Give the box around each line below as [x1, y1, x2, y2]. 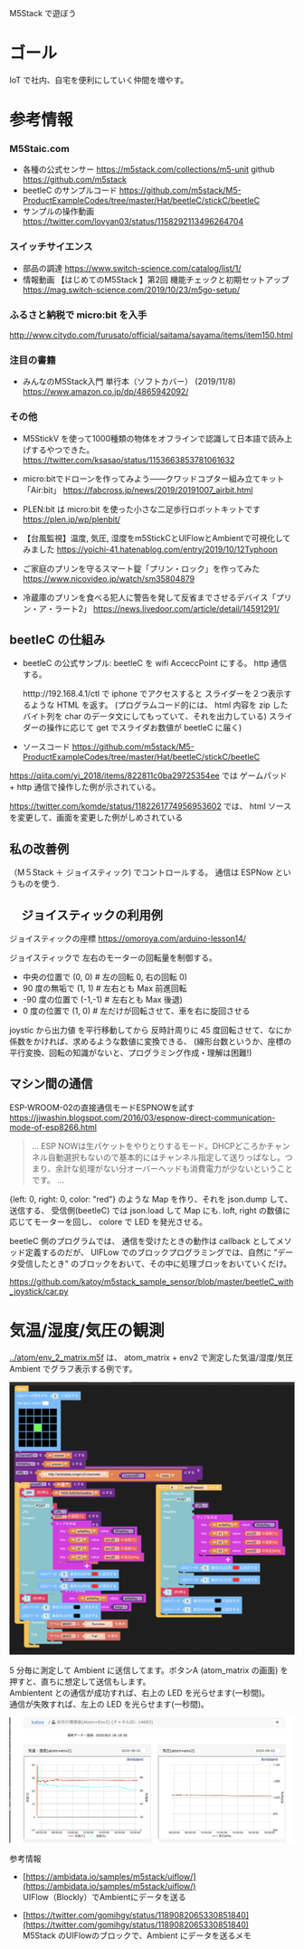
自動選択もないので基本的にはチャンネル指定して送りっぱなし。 [47, 1152, 285, 1163]
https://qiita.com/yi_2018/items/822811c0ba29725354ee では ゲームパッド [9, 770, 288, 781]
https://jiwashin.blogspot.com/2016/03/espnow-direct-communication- [9, 1112, 276, 1123]
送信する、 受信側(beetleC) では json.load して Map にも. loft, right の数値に [9, 1204, 291, 1215]
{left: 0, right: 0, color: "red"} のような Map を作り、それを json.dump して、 [9, 1193, 293, 1204]
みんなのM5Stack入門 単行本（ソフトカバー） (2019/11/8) [22, 376, 236, 387]
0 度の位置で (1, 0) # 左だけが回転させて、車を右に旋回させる [22, 1005, 251, 1016]
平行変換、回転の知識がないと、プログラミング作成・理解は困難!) [9, 1048, 252, 1059]
